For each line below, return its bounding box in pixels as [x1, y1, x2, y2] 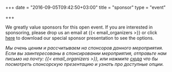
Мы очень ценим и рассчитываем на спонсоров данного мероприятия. [5, 45, 163, 51]
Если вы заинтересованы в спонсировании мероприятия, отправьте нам [5, 51, 167, 56]
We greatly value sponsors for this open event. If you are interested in [5, 24, 153, 30]
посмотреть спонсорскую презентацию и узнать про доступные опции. [5, 61, 164, 67]
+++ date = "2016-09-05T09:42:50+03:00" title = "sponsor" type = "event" [5, 5, 166, 10]
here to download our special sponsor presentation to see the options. [5, 35, 154, 41]
